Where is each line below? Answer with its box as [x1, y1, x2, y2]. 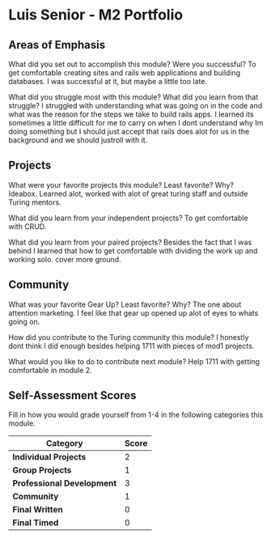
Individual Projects [12, 452, 87, 463]
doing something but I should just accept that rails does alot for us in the [8, 127, 250, 136]
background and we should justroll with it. [8, 135, 148, 145]
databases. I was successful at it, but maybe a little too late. [8, 77, 208, 86]
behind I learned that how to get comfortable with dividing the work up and [8, 245, 258, 256]
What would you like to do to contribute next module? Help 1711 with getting [8, 356, 260, 366]
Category [45, 438, 83, 449]
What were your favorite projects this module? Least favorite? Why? [8, 180, 235, 189]
